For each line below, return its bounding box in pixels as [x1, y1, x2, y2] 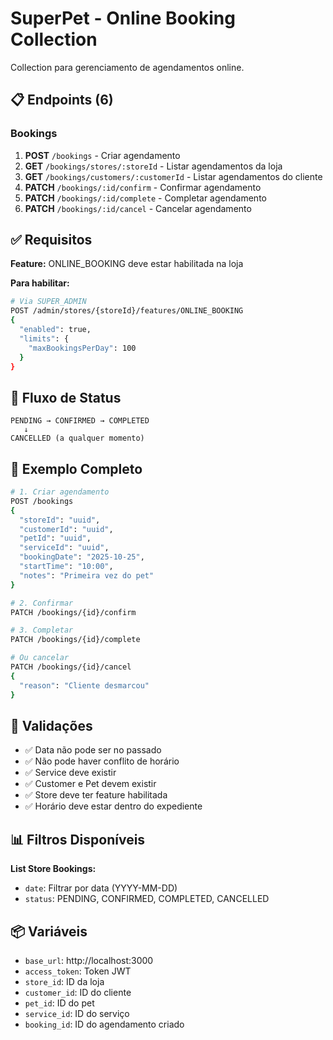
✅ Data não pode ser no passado [24, 744, 162, 756]
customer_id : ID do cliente [24, 987, 132, 998]
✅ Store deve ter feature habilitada [24, 789, 168, 801]
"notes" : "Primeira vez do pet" [19, 570, 155, 581]
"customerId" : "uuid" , [19, 524, 114, 534]
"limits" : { [19, 333, 70, 344]
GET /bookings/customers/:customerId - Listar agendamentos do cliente [24, 170, 323, 182]
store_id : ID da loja [24, 976, 105, 987]
